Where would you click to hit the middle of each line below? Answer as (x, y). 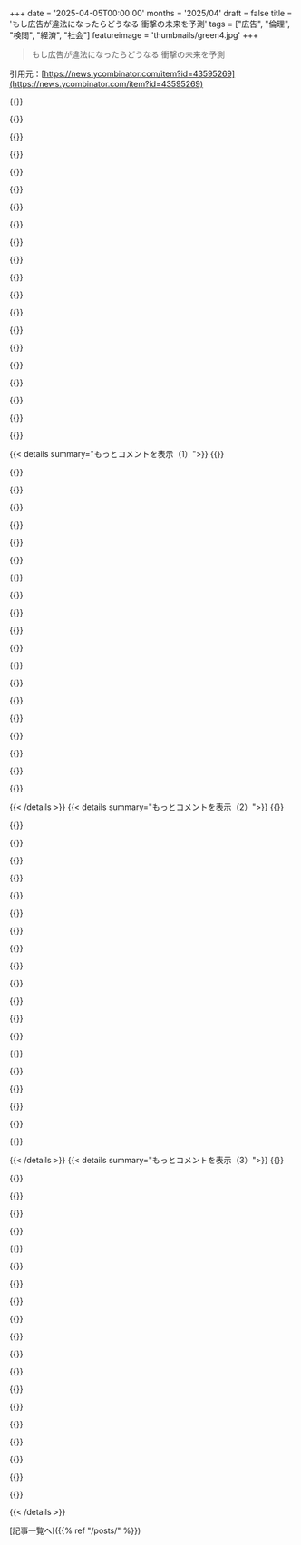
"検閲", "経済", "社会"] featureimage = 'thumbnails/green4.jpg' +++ (134, 35)
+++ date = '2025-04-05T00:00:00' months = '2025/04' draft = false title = (151, 13)
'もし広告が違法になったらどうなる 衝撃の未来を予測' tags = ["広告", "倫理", (150, 24)
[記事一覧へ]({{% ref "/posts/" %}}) (75, 1530)
